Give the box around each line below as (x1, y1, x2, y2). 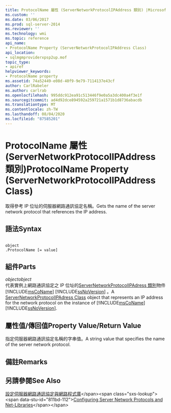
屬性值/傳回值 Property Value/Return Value (5, 321, 141, 330)
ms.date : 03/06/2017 (5, 17, 49, 22)
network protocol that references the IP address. (5, 208, 107, 214)
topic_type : (5, 60, 31, 65)
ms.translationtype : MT (5, 102, 56, 107)
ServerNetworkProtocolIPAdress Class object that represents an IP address (5, 294, 163, 300)
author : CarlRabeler (5, 83, 49, 88)
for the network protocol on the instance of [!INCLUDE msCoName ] (5, 300, 146, 306)
